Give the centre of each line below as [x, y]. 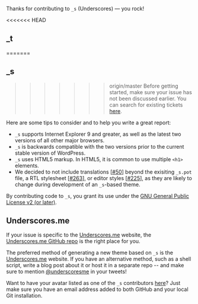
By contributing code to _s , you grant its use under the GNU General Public [98, 196]
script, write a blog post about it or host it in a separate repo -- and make [95, 265]
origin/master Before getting [144, 86]
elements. [27, 165]
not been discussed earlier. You [148, 98]
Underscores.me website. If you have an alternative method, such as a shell [99, 259]
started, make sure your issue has [151, 92]
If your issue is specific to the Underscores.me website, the [79, 235]
